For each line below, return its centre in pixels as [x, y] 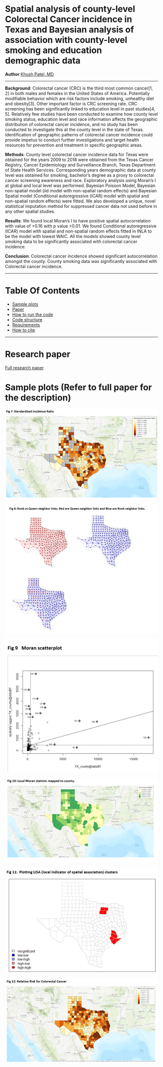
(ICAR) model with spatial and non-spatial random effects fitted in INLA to [78, 231]
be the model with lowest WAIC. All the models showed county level [73, 236]
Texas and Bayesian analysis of [70, 30]
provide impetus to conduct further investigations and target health [72, 140]
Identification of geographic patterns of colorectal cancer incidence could [79, 134]
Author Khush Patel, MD [30, 74]
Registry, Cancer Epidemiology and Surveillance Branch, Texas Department [80, 165]
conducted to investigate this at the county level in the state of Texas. [74, 129]
